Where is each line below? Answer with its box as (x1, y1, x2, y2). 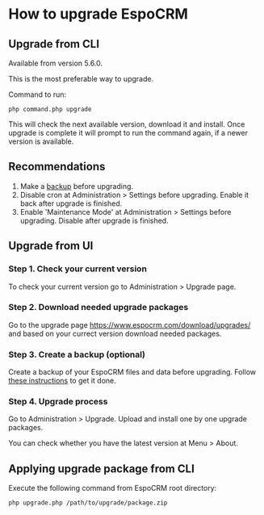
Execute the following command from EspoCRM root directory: (8, 484, 217, 493)
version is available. (8, 136, 74, 146)
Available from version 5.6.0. (8, 58, 103, 68)
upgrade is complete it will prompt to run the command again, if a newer (8, 128, 249, 137)
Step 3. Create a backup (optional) (8, 349, 146, 360)
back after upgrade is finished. (19, 199, 123, 208)
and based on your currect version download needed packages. (8, 329, 222, 338)
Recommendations (8, 160, 106, 174)
